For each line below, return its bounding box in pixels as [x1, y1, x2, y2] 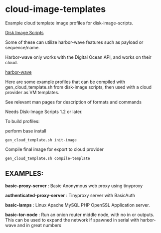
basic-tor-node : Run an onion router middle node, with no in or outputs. [5, 212, 155, 218]
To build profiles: [5, 118, 40, 124]
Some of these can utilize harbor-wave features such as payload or [5, 39, 144, 45]
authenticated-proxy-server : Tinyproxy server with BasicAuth [5, 192, 136, 198]
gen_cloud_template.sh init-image [5, 137, 77, 142]
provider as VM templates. [5, 89, 60, 95]
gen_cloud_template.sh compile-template [5, 156, 91, 161]
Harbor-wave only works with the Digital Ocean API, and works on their [5, 54, 152, 60]
